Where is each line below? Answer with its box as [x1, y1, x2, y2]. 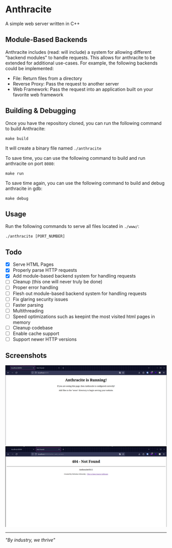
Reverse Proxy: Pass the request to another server [12, 80, 119, 87]
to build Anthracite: [5, 125, 46, 132]
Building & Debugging [5, 107, 76, 115]
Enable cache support [12, 330, 60, 336]
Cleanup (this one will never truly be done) [12, 279, 103, 285]
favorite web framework [12, 91, 63, 98]
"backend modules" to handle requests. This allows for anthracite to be [5, 54, 156, 60]
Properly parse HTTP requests [12, 267, 77, 273]
